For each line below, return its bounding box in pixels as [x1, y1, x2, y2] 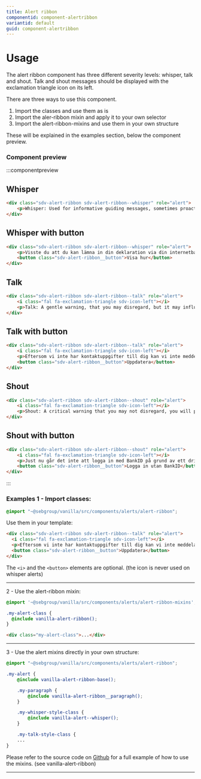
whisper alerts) [6, 570, 44, 577]
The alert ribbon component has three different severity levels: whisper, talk [6, 71, 193, 79]
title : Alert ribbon [6, 8, 58, 15]
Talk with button [6, 326, 68, 336]
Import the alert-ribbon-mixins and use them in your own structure [14, 120, 179, 127]
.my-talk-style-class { [17, 732, 77, 738]
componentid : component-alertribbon [6, 14, 98, 20]
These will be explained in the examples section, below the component [6, 132, 181, 139]
